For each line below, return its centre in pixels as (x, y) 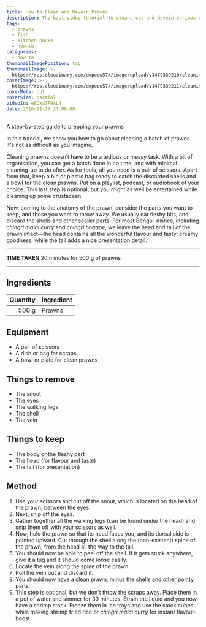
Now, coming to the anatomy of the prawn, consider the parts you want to (100, 207)
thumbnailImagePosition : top (44, 63)
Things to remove (41, 379)
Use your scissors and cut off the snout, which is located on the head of (106, 501)
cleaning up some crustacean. (44, 196)
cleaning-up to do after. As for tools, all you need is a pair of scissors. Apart (102, 170)
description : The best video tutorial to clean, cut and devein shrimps (101, 18)
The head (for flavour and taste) (55, 460)
